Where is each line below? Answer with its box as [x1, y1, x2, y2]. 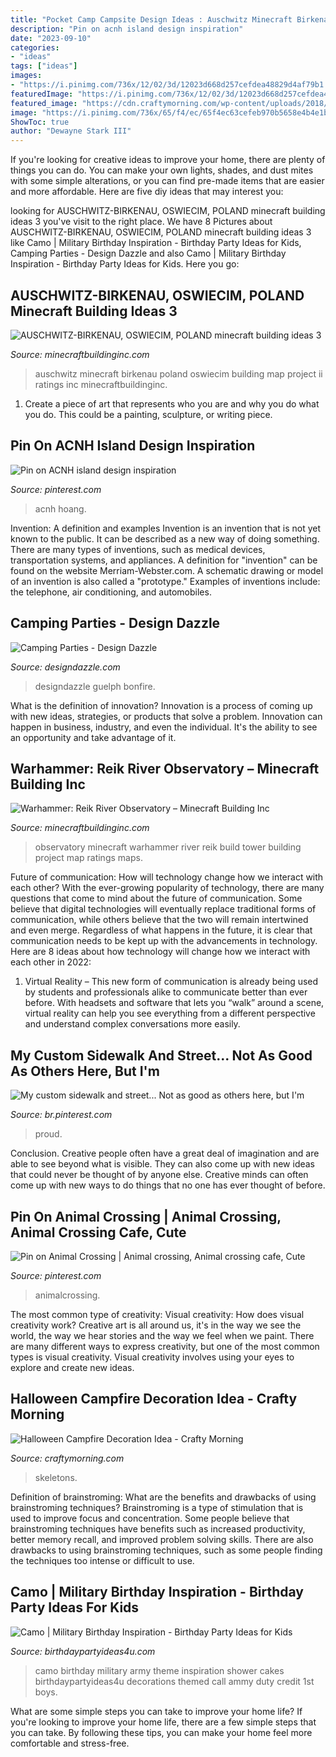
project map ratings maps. [34, 852, 143, 864]
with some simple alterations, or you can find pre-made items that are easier [10, 175, 325, 187]
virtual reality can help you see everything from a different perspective [24, 1007, 316, 1020]
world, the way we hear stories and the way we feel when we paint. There [10, 1330, 315, 1341]
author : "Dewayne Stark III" [10, 126, 132, 136]
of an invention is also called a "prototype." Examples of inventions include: [10, 575, 321, 587]
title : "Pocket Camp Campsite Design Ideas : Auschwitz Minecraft [10, 14, 293, 25]
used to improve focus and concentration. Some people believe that [10, 1512, 290, 1524]
